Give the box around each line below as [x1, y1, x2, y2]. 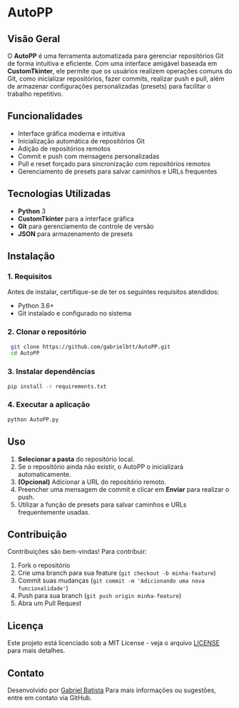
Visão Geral [7, 33, 61, 45]
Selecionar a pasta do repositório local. [17, 455, 135, 463]
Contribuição [7, 528, 68, 540]
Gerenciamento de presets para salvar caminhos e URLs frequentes [17, 167, 218, 176]
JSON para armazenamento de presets [17, 229, 133, 238]
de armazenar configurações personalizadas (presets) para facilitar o [7, 82, 212, 90]
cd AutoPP [10, 350, 40, 357]
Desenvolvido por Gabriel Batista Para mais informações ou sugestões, [7, 686, 216, 694]
